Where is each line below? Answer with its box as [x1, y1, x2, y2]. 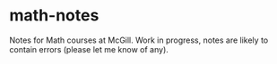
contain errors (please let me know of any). [9, 44, 169, 54]
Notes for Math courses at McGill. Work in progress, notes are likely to [9, 35, 269, 45]
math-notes [9, 5, 100, 26]
